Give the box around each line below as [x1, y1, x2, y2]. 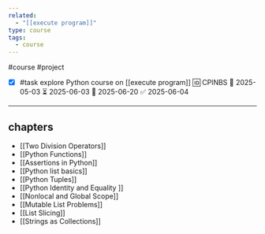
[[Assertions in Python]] [19, 158, 98, 167]
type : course [8, 26, 51, 34]
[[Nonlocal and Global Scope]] [19, 191, 119, 201]
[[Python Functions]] [19, 150, 88, 158]
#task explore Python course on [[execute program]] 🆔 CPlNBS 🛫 [19, 78, 234, 87]
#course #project [8, 62, 65, 72]
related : [8, 11, 37, 20]
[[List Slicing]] [19, 208, 65, 217]
